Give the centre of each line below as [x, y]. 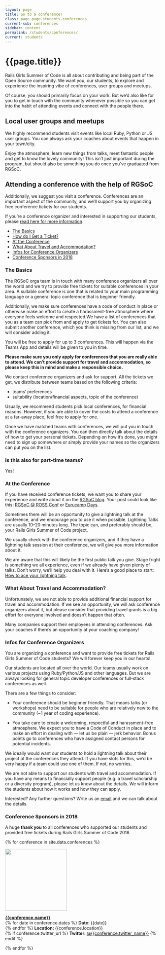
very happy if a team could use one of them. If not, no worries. [68, 764]
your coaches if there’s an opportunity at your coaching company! [72, 629]
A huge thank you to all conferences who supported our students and [76, 827]
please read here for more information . [44, 221]
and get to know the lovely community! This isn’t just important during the [80, 158]
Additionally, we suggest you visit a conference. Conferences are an [74, 196]
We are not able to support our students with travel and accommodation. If [81, 773]
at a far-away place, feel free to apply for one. [52, 417]
